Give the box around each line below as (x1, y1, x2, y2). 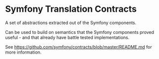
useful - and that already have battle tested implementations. (5, 34, 130, 40)
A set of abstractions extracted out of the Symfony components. (5, 20, 137, 26)
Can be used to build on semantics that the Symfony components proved (5, 29, 155, 35)
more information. (5, 49, 42, 55)
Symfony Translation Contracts (5, 3, 137, 15)
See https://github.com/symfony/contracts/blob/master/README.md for (5, 44, 152, 50)
